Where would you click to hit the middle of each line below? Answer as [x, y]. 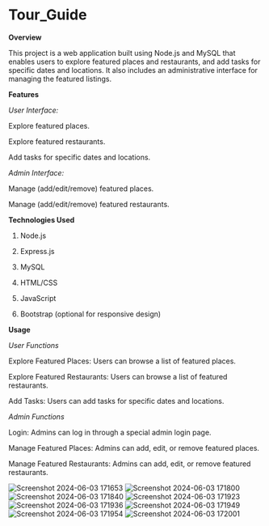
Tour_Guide [48, 15]
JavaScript [38, 298]
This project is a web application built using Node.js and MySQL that [122, 53]
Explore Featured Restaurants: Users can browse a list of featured [118, 376]
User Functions [34, 345]
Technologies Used [42, 219]
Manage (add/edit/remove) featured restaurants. [89, 204]
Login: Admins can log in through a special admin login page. [110, 432]
